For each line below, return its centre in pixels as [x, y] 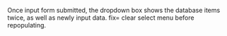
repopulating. [27, 25]
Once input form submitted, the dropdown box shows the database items [114, 10]
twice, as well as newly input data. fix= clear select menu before [101, 18]
